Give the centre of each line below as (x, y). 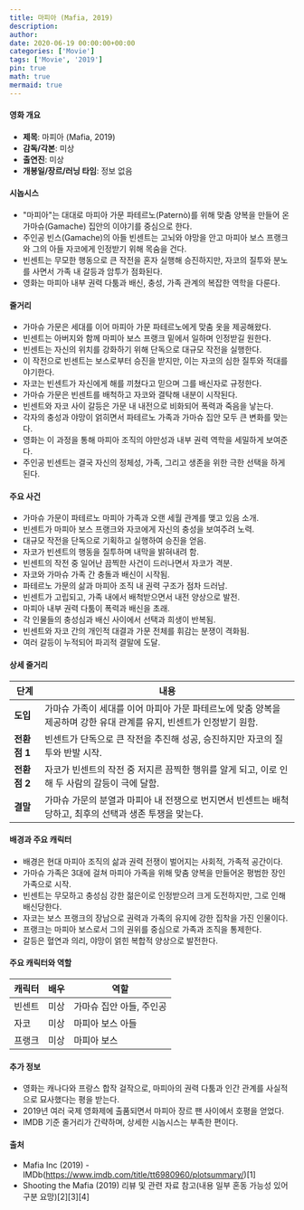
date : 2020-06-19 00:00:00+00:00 (72, 43)
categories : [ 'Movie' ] (52, 52)
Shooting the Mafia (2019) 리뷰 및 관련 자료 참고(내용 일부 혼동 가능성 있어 (155, 1186)
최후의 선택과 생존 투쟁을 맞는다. (138, 813)
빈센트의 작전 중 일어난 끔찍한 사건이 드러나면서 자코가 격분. (128, 563)
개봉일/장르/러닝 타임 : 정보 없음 (77, 170)
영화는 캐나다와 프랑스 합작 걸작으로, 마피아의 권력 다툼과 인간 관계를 (143, 1088)
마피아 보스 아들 (105, 1024)
